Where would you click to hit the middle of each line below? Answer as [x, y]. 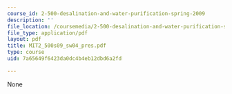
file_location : [29, 26]
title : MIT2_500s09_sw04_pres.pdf [57, 46]
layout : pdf [24, 39]
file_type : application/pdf [48, 33]
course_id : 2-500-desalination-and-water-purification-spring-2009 [106, 13]
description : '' [30, 20]
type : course [26, 53]
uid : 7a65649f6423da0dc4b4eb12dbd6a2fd [65, 59]
